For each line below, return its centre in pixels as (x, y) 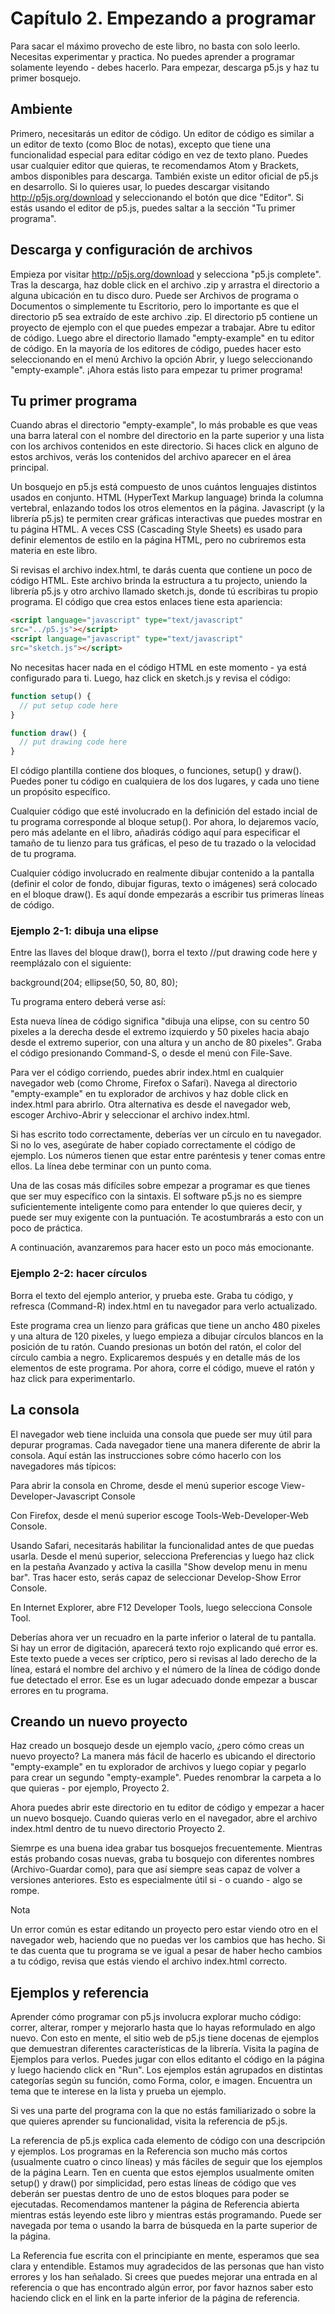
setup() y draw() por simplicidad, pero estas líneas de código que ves (153, 2183)
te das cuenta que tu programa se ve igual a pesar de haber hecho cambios (166, 1951)
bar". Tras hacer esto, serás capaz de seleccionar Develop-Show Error (156, 1577)
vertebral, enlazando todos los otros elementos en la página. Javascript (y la (167, 508)
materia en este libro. (54, 551)
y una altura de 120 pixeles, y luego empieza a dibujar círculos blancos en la (167, 1336)
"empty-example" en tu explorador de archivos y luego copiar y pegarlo (158, 1767)
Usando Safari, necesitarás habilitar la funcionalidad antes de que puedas (162, 1545)
